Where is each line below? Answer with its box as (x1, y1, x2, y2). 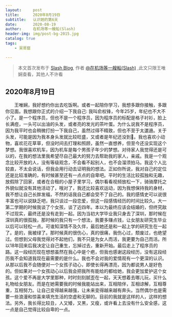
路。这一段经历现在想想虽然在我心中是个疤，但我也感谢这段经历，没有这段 (5, 249, 162, 255)
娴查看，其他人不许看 (17, 71, 63, 77)
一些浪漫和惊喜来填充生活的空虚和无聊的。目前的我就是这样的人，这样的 (9, 293, 162, 300)
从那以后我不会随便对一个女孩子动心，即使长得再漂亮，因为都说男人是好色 (5, 262, 162, 268)
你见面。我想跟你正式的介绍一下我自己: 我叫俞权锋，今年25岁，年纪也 (5, 108, 153, 115)
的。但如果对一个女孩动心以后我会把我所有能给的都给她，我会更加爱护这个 (5, 268, 162, 274)
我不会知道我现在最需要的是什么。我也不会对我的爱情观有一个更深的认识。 (9, 255, 167, 261)
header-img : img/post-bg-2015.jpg (5, 31, 79, 36)
